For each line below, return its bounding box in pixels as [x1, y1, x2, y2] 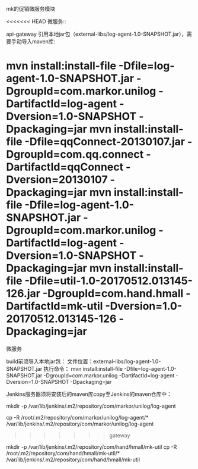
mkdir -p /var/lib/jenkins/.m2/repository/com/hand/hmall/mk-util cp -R [6, 443, 177, 451]
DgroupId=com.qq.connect [6, 148, 144, 161]
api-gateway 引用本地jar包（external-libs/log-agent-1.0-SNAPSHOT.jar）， [6, 30, 187, 37]
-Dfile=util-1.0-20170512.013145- [24, 274, 193, 287]
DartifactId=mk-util [6, 299, 103, 313]
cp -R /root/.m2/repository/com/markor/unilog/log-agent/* [6, 414, 149, 421]
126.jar [6, 287, 40, 301]
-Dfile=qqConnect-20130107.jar [24, 135, 186, 149]
